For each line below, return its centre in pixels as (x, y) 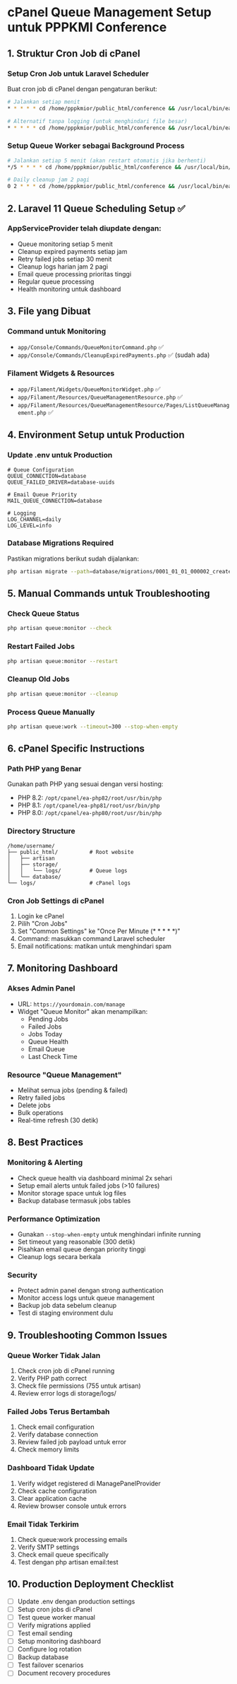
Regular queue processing (56, 281)
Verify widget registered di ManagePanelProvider (89, 1483)
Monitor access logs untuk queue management (86, 1298)
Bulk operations (40, 1113)
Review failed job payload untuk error (72, 1442)
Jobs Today (45, 1034)
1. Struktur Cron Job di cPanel (74, 53)
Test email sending (45, 1633)
